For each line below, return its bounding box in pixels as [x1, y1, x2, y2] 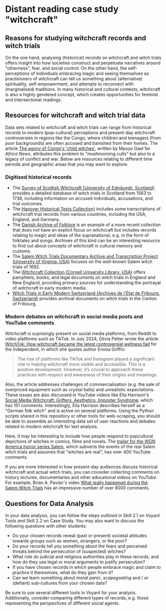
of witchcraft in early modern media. [12, 285, 87, 291]
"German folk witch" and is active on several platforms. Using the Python [5, 408, 154, 414]
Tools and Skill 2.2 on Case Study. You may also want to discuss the [5, 518, 144, 524]
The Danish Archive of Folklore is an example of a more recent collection [12, 222, 161, 228]
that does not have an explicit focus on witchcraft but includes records [12, 227, 157, 233]
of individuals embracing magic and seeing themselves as [30, 70, 149, 76]
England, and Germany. [12, 217, 60, 223]
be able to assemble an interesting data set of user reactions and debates [5, 418, 156, 425]
